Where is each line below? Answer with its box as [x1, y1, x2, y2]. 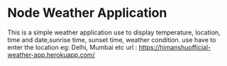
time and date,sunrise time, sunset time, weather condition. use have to [7, 35, 216, 44]
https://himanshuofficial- [138, 43, 211, 51]
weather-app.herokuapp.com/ [7, 51, 96, 59]
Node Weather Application [7, 5, 167, 21]
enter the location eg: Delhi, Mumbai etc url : [7, 43, 138, 51]
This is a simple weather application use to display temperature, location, [7, 28, 221, 37]
